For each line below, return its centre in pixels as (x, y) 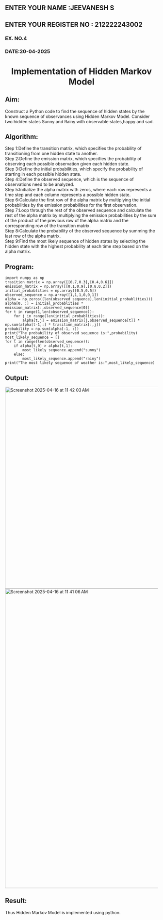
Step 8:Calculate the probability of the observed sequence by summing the (80, 231)
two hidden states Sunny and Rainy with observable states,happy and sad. (80, 121)
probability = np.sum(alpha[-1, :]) (42, 329)
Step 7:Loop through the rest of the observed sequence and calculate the (78, 210)
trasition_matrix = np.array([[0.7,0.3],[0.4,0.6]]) (59, 282)
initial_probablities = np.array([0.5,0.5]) (51, 291)
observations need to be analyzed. (40, 184)
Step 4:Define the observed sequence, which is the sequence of (70, 180)
